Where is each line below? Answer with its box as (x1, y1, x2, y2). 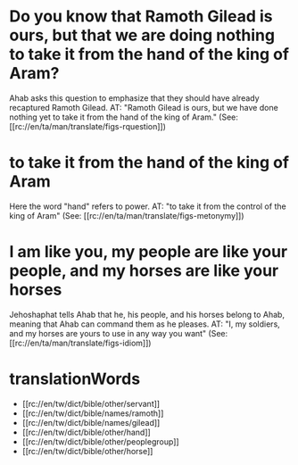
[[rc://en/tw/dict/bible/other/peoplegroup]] (21, 436, 180, 447)
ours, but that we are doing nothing (9, 25, 275, 46)
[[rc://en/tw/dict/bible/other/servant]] (21, 398, 161, 409)
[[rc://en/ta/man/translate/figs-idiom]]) (9, 337, 152, 348)
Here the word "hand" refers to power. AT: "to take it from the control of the (9, 201, 287, 212)
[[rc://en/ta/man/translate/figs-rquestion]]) (9, 120, 167, 131)
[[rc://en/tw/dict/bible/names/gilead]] (21, 417, 161, 428)
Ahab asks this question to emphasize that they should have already (9, 92, 261, 104)
